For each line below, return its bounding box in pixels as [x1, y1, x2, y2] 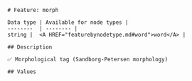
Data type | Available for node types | [7, 19, 129, 26]
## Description [7, 44, 53, 51]
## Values [7, 68, 37, 75]
